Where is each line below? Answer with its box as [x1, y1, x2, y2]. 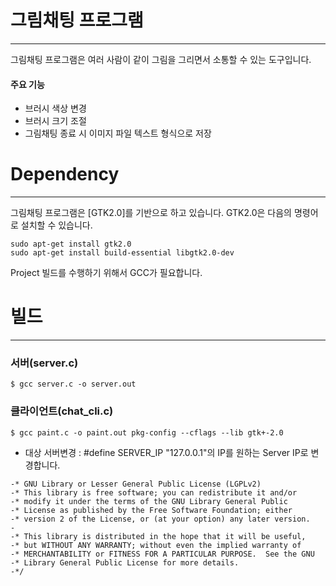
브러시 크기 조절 [24, 115, 87, 127]
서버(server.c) [10, 356, 79, 370]
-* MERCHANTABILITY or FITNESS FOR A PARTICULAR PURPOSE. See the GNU [10, 549, 315, 559]
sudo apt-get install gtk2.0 [10, 239, 132, 250]
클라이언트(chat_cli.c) [10, 404, 114, 418]
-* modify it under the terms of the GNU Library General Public [10, 496, 288, 506]
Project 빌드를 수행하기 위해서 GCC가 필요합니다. [10, 267, 203, 279]
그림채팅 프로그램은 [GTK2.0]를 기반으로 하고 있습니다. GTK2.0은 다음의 [10, 207, 292, 219]
